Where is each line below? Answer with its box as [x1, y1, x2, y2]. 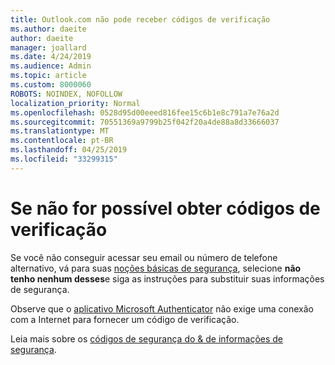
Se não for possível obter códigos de [10, 197, 321, 220]
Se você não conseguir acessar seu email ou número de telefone [10, 251, 278, 263]
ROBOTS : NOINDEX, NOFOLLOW [10, 89, 123, 99]
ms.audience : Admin [10, 61, 92, 71]
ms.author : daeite [10, 24, 87, 34]
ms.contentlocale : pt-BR [10, 136, 114, 146]
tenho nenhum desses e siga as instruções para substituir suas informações [10, 272, 325, 285]
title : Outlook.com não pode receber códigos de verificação [10, 14, 271, 25]
